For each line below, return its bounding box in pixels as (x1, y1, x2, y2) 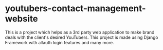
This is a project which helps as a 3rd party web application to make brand (5, 29, 155, 35)
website (5, 13, 38, 24)
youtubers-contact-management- (5, 3, 146, 14)
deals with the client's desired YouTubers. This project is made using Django (5, 34, 158, 40)
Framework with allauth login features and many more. (5, 39, 114, 45)
